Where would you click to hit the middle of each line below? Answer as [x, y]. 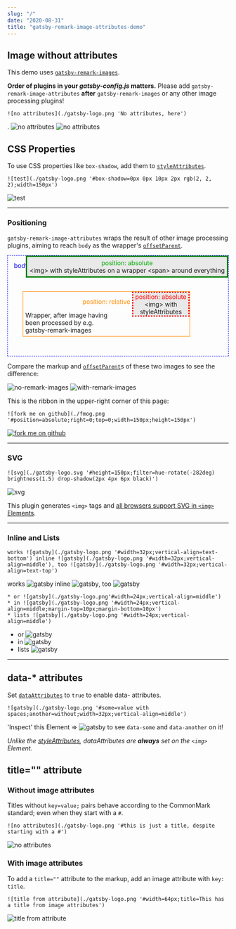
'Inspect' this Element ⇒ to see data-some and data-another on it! [115, 727]
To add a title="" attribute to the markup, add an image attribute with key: [116, 878]
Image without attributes [63, 55]
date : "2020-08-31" [36, 20]
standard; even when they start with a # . [65, 813]
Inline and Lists [34, 537]
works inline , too [59, 584]
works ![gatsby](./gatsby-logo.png [59, 552]
